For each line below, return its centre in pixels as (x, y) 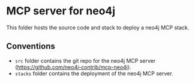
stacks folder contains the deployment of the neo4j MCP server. (94, 73)
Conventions (31, 46)
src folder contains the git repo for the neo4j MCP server (85, 60)
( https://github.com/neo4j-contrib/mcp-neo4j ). (73, 67)
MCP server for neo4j (61, 11)
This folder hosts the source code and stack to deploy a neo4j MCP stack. (98, 27)
